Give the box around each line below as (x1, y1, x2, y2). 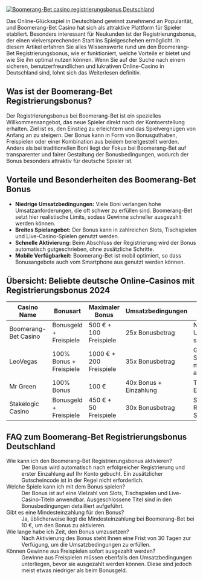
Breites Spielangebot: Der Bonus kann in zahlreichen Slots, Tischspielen (14, 226, 197, 233)
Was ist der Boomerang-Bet (6, 87, 113, 97)
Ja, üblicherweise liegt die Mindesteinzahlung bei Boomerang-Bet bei (21, 515, 195, 522)
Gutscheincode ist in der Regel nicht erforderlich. (21, 476, 144, 484)
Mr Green (9, 382, 36, 391)
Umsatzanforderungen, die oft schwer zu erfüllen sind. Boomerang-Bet (14, 207, 193, 214)
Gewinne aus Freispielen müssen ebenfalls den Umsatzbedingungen (21, 554, 192, 561)
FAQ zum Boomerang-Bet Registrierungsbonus (6, 432, 187, 442)
